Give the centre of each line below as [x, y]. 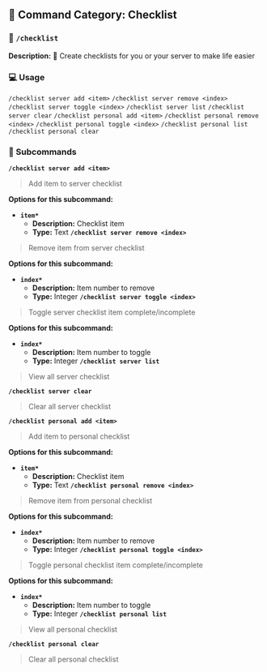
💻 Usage [27, 77]
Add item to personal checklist [79, 437]
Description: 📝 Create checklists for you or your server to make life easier [131, 56]
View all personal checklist [72, 630]
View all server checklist [69, 377]
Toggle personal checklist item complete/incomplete [116, 565]
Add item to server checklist [75, 184]
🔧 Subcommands [42, 152]
